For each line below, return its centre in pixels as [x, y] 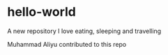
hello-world [42, 12]
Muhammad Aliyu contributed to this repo [67, 44]
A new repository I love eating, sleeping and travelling [84, 31]
